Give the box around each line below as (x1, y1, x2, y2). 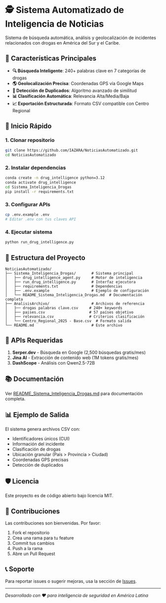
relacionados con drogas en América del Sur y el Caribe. (5, 40, 120, 46)
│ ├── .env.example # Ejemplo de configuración (5, 288, 149, 293)
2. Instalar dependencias (5, 164, 66, 171)
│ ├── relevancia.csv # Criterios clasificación (5, 314, 145, 320)
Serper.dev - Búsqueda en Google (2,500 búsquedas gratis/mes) (12, 349, 146, 355)
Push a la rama (12, 546, 43, 552)
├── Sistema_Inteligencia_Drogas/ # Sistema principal (5, 271, 134, 276)
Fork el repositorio (12, 530, 50, 536)
